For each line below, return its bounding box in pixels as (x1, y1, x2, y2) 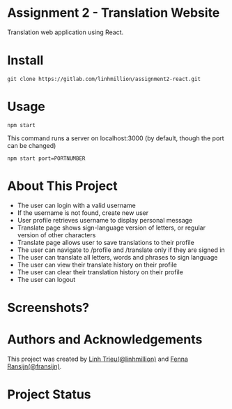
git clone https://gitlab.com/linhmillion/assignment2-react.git (7, 75, 201, 82)
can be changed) (7, 141, 56, 149)
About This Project (7, 178, 118, 193)
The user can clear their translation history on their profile (17, 267, 183, 276)
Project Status (7, 387, 92, 403)
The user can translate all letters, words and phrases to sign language (17, 253, 218, 261)
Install (7, 52, 44, 68)
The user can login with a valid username (17, 201, 136, 209)
